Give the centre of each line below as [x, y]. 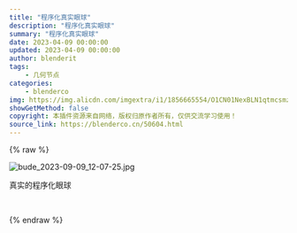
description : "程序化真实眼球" [62, 26]
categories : [31, 83]
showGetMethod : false [49, 108]
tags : [19, 67]
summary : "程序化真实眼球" [54, 34]
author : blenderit [43, 58]
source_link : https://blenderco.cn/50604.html [96, 125]
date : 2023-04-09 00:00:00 [59, 42]
